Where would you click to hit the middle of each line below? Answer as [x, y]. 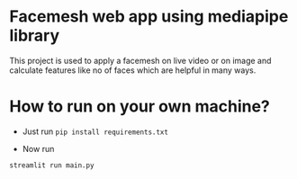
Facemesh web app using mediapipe [149, 17]
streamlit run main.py [52, 165]
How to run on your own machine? [139, 107]
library [35, 36]
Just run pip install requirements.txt [95, 131]
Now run [38, 148]
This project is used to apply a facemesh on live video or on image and [140, 60]
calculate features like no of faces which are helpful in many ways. [133, 70]
